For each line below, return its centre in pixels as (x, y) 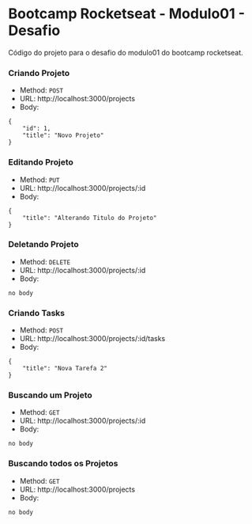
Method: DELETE (45, 261)
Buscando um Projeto (50, 395)
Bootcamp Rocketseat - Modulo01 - (127, 14)
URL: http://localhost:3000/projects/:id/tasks (92, 339)
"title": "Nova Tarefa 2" (65, 369)
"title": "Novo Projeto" (63, 135)
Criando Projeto (39, 73)
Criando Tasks (37, 313)
